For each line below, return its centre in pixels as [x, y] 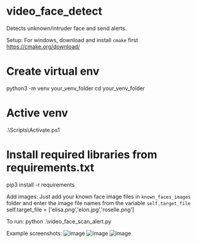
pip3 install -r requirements [41, 184]
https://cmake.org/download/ [43, 47]
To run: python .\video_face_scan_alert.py [59, 221]
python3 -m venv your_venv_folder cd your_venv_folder [76, 88]
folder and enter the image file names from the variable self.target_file [98, 203]
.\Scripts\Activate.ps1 [33, 130]
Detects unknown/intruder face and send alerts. [67, 28]
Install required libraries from [82, 155]
